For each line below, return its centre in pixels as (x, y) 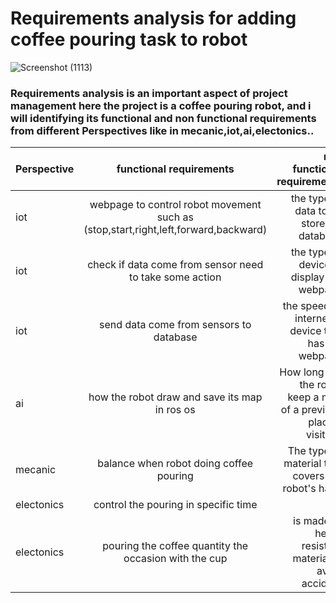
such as (175, 217)
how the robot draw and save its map (175, 397)
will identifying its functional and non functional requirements (163, 118)
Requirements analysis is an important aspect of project (149, 93)
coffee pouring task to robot (129, 39)
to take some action (175, 277)
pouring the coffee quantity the (175, 546)
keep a (303, 397)
